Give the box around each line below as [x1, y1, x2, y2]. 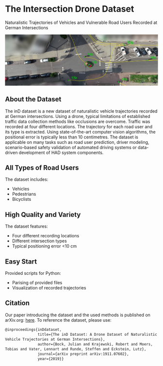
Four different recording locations [12, 233, 80, 239]
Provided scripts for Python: [5, 270, 62, 276]
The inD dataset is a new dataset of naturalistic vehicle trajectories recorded [5, 108, 158, 114]
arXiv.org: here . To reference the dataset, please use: [5, 317, 112, 323]
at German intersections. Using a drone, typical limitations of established [5, 113, 150, 119]
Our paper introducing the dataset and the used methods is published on [5, 312, 150, 318]
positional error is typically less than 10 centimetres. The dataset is [5, 134, 138, 140]
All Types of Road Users [5, 163, 79, 172]
